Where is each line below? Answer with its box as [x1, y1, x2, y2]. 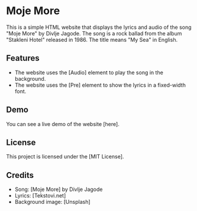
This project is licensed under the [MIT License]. [6, 153, 124, 160]
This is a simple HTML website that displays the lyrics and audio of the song [6, 24, 192, 31]
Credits [6, 170, 34, 180]
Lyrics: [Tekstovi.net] [14, 192, 66, 199]
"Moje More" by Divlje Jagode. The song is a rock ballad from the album [6, 29, 182, 37]
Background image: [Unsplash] [14, 199, 91, 206]
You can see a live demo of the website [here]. [6, 120, 120, 127]
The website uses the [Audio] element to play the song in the [14, 69, 164, 76]
